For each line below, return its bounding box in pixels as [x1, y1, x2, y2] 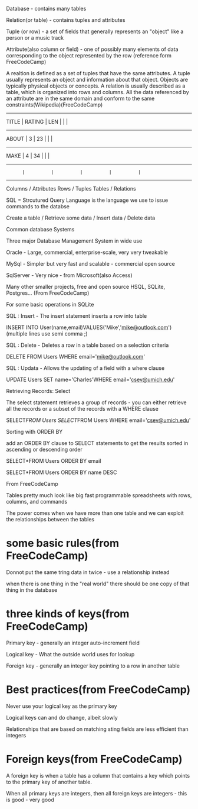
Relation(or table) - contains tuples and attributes [6, 17, 126, 23]
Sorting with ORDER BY [6, 428, 63, 435]
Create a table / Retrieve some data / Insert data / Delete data [6, 214, 156, 221]
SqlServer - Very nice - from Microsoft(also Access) [6, 272, 133, 279]
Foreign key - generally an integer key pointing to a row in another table [6, 662, 180, 669]
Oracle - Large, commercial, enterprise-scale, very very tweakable [6, 249, 168, 256]
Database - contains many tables [6, 5, 87, 12]
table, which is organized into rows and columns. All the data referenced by [6, 89, 190, 95]
